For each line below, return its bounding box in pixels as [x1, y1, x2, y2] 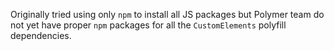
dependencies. [10, 30, 72, 41]
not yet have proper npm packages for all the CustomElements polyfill [10, 19, 287, 31]
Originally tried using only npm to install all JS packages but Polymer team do [10, 9, 325, 20]
